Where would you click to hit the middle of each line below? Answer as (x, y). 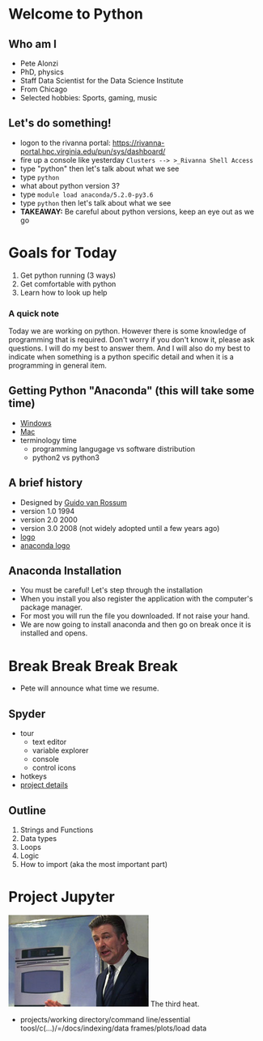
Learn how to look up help (64, 292)
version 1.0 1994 (47, 511)
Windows (36, 423)
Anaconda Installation (65, 571)
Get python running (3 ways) (68, 275)
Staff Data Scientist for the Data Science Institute (102, 81)
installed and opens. (54, 633)
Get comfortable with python (68, 283)
